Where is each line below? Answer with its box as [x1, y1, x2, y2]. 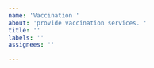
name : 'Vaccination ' [8, 11, 80, 20]
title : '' [8, 26, 41, 34]
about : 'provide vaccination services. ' [8, 19, 148, 27]
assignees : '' [8, 41, 56, 49]
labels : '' [8, 33, 44, 42]
